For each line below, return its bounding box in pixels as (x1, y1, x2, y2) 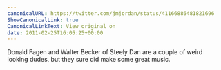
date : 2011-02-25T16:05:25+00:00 (7, 29, 104, 36)
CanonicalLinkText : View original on (7, 23, 116, 30)
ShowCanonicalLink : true (7, 16, 79, 23)
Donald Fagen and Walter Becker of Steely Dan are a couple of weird (7, 48, 203, 56)
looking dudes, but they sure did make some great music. (7, 56, 171, 64)
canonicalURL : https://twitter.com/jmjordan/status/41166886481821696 (7, 10, 215, 17)
